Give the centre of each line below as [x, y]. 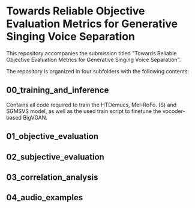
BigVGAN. [35, 117]
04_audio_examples [45, 197]
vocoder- [174, 111]
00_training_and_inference [58, 90]
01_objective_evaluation [52, 136]
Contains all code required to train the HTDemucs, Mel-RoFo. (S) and [91, 105]
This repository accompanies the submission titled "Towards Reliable [91, 53]
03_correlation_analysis [52, 177]
